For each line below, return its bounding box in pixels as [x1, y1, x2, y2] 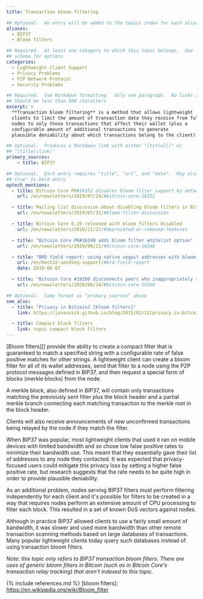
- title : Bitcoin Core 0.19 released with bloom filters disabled [11, 221, 182, 227]
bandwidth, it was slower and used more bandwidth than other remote [6, 524, 181, 531]
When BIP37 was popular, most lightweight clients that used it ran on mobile [6, 436, 196, 443]
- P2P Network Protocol [11, 76, 71, 82]
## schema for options [6, 53, 63, 59]
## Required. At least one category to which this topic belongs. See [6, 48, 193, 54]
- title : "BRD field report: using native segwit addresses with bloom [11, 254, 196, 260]
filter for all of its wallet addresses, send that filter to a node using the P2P [6, 362, 191, 369]
